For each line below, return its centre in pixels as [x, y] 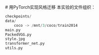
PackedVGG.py [18, 35]
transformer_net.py [25, 44]
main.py [13, 30]
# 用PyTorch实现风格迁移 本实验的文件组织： [50, 7]
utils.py [14, 48]
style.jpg [15, 39]
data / [11, 21]
